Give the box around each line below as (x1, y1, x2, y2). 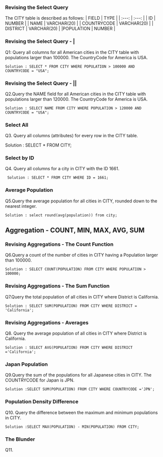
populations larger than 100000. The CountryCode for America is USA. (5, 54, 148, 60)
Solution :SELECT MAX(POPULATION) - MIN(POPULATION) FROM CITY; (5, 424, 139, 429)
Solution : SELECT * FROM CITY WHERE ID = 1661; (7, 175, 109, 180)
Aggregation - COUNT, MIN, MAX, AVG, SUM (5, 226, 145, 234)
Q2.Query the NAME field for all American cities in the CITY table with (5, 91, 146, 97)
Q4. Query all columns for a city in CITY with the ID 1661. (5, 166, 119, 172)
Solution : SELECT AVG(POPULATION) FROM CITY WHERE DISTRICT (5, 345, 133, 350)
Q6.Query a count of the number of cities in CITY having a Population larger (5, 252, 158, 258)
